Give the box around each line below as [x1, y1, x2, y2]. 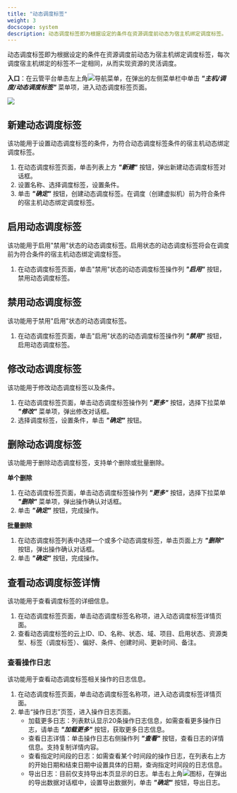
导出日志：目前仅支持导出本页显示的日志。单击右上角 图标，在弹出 [28, 770, 227, 778]
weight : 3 [7, 17, 37, 24]
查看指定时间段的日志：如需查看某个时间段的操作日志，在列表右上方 [28, 752, 226, 760]
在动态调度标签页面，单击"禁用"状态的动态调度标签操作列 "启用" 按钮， [17, 264, 226, 273]
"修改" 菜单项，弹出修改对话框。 [17, 407, 114, 416]
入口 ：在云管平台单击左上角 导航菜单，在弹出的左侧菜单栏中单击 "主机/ [7, 74, 220, 83]
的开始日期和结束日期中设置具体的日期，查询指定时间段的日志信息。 [28, 760, 226, 769]
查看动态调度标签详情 [7, 577, 100, 589]
